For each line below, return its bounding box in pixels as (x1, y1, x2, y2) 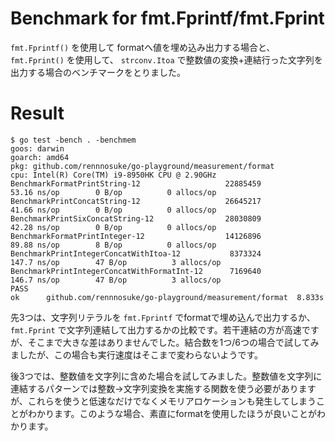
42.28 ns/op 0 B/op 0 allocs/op (10, 222, 217, 232)
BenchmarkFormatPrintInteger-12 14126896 (10, 231, 262, 241)
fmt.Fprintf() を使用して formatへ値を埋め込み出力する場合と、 (10, 41, 276, 53)
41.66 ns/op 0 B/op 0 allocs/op (10, 205, 217, 215)
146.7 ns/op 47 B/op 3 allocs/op (10, 275, 222, 285)
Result (10, 102, 65, 125)
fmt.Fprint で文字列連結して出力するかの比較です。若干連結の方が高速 (10, 323, 302, 336)
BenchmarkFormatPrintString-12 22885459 (10, 178, 262, 189)
